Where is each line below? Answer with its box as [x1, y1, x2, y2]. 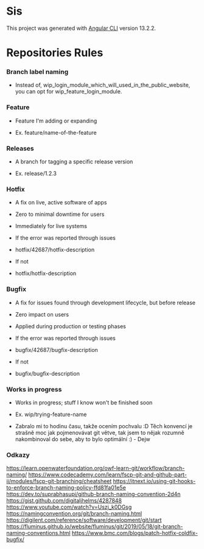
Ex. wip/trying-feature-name [15, 411, 87, 418]
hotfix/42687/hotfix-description [15, 246, 95, 254]
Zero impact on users [15, 310, 69, 318]
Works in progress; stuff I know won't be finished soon [15, 398, 153, 406]
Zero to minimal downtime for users [15, 210, 105, 218]
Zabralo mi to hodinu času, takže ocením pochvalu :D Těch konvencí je [15, 422, 193, 429]
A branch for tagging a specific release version [15, 158, 133, 165]
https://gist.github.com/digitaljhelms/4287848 [6, 497, 122, 504]
